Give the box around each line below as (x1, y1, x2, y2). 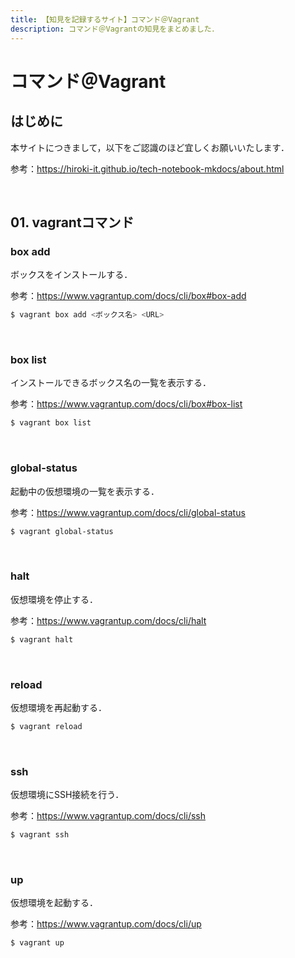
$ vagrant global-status (10, 526, 114, 536)
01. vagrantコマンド (10, 214, 135, 231)
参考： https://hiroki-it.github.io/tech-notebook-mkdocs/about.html (10, 162, 285, 175)
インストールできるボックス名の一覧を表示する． (10, 377, 212, 389)
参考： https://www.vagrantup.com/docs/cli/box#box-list (10, 398, 243, 410)
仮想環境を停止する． (10, 593, 98, 605)
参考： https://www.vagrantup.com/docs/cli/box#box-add (10, 290, 247, 302)
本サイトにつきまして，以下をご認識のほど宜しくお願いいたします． (10, 141, 290, 153)
